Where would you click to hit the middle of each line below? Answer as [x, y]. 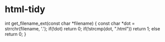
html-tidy [25, 9]
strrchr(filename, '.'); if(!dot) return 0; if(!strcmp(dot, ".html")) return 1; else [82, 28]
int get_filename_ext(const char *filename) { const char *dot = [70, 23]
